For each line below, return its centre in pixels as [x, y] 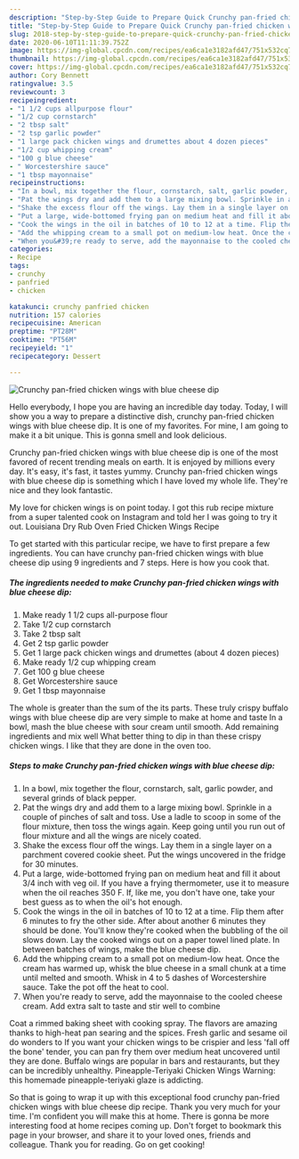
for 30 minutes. [50, 863]
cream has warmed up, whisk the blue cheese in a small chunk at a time [154, 968]
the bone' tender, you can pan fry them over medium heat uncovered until [145, 1051]
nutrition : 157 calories [55, 315]
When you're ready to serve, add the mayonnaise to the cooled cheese [152, 996]
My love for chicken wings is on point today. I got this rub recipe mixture [141, 507]
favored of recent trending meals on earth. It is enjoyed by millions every [142, 462]
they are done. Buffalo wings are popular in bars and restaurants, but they [145, 1061]
